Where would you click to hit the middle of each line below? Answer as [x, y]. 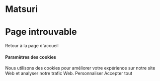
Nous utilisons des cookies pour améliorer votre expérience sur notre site [80, 68]
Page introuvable [41, 32]
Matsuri [22, 9]
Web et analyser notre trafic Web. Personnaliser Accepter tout [69, 74]
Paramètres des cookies [31, 57]
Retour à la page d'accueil [32, 46]
